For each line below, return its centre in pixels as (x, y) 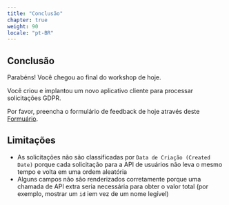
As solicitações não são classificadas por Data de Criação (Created (113, 157)
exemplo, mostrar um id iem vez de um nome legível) (93, 193)
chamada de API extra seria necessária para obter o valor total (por (113, 186)
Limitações (31, 140)
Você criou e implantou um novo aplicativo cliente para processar (100, 91)
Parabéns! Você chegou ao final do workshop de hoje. (84, 77)
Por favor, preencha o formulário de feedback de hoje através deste (103, 112)
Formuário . (23, 119)
